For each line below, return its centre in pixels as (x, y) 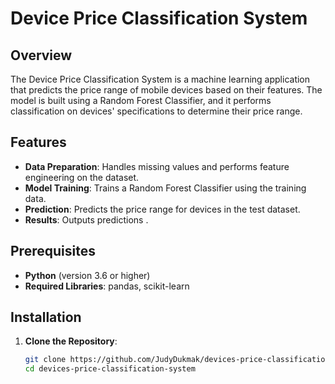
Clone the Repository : (71, 341)
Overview (41, 55)
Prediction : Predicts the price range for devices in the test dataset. (162, 209)
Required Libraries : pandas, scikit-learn (107, 286)
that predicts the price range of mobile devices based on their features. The (166, 90)
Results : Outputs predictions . (86, 219)
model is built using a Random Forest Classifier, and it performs (141, 100)
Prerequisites (53, 251)
